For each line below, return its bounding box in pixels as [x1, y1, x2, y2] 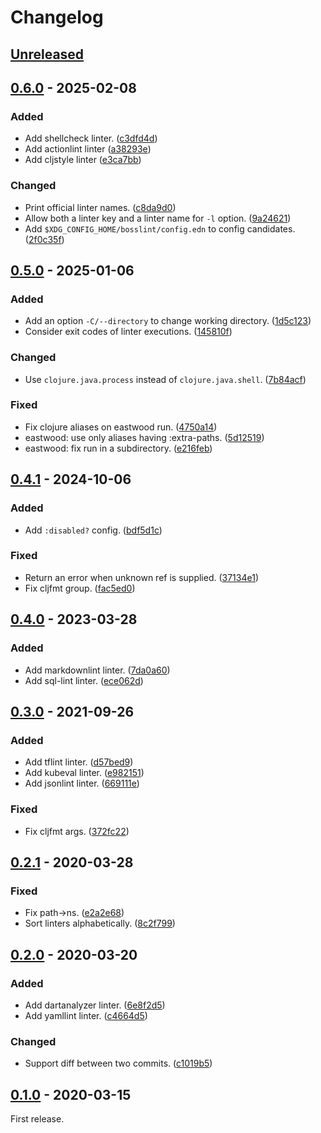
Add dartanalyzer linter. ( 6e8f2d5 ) [24, 999, 166, 1011]
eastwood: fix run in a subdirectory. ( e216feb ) [24, 442, 213, 454]
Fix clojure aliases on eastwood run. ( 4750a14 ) [24, 421, 218, 433]
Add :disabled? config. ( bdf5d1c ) [24, 524, 163, 536]
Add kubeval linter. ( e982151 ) [24, 767, 145, 779]
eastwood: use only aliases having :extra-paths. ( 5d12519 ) [24, 431, 265, 443]
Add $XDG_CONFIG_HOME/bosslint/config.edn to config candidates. [24, 222, 296, 235]
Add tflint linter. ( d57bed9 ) [24, 756, 134, 768]
